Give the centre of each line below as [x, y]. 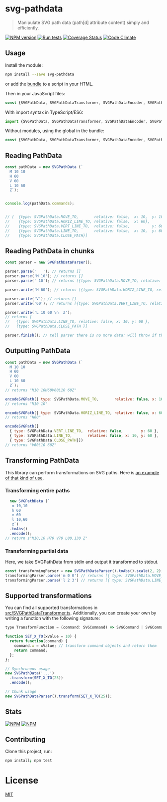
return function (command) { [39, 641]
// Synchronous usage [28, 669]
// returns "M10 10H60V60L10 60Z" [41, 390]
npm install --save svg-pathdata [40, 74]
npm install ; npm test [29, 761]
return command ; [31, 650]
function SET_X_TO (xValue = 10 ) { [41, 636]
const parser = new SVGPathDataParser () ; [49, 262]
